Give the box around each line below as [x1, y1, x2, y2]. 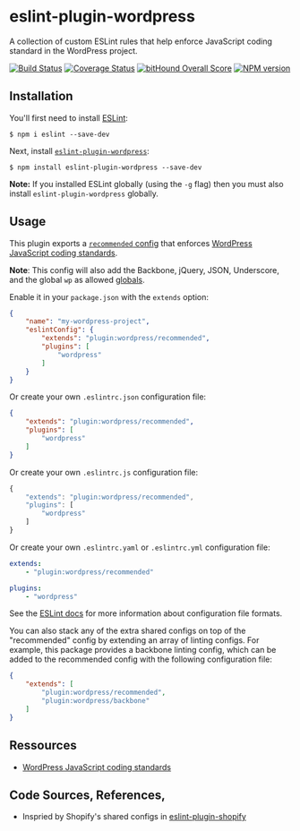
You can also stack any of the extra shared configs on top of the [9, 625, 246, 637]
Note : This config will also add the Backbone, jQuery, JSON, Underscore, [9, 264, 280, 275]
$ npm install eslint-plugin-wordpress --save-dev [9, 163, 202, 172]
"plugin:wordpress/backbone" [41, 697, 150, 706]
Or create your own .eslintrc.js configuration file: [9, 467, 199, 477]
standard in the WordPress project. [9, 45, 138, 56]
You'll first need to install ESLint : [9, 112, 128, 123]
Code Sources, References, [9, 787, 166, 802]
